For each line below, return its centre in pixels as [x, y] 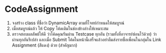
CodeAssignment [41, 9]
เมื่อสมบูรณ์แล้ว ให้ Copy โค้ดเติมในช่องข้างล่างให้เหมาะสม [60, 28]
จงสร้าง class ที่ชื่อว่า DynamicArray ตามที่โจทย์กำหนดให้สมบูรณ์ [68, 23]
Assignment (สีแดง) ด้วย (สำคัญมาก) [44, 45]
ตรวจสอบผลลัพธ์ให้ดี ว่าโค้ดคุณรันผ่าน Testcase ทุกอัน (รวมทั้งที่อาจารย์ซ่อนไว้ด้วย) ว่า [84, 34]
